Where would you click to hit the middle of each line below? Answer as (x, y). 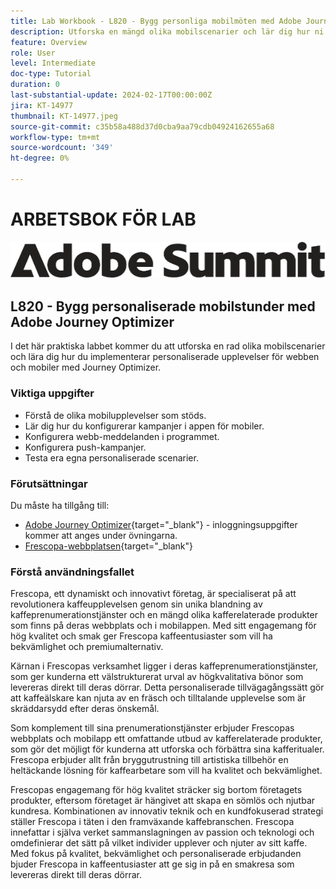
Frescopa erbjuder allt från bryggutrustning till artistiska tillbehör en (149, 760)
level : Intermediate (53, 63)
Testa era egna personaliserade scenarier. (111, 457)
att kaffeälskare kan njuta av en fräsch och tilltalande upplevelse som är (158, 698)
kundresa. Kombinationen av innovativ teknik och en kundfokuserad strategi (167, 811)
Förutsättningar (49, 483)
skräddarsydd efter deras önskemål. (85, 709)
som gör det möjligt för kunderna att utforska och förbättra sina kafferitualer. (167, 749)
